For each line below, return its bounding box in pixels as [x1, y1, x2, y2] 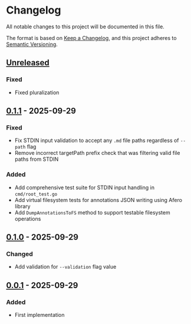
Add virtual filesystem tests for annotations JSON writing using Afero [14, 196, 183, 203]
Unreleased [6, 58, 50, 68]
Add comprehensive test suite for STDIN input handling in [14, 184, 155, 191]
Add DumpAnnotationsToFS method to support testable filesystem [14, 209, 170, 216]
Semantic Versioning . [6, 41, 58, 48]
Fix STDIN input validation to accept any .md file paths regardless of [14, 137, 179, 144]
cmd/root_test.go [14, 191, 58, 197]
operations [14, 215, 41, 222]
